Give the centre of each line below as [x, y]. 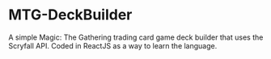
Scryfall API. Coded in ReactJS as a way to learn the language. [113, 45]
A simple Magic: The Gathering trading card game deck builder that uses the [136, 37]
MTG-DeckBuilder [70, 15]
